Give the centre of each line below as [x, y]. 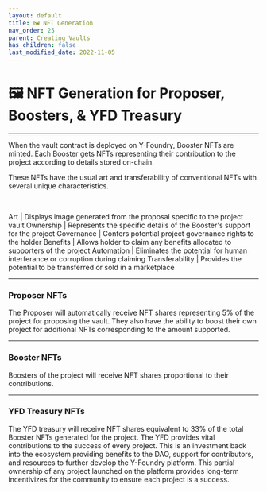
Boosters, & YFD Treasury [95, 116]
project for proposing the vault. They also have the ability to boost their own [132, 321]
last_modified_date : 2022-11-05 [62, 52]
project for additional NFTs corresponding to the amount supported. [119, 330]
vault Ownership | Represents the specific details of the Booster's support [130, 225]
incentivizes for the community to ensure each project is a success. [119, 479]
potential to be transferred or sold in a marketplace [91, 267]
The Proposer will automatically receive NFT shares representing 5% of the [132, 313]
